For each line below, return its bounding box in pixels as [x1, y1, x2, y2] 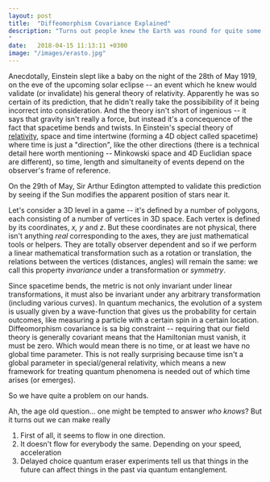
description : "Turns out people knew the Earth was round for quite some [8, 27, 262, 35]
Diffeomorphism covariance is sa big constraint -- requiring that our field [8, 324, 250, 333]
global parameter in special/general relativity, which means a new [8, 358, 226, 368]
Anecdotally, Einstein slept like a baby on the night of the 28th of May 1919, [8, 72, 258, 81]
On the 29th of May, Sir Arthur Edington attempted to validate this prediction [8, 181, 262, 190]
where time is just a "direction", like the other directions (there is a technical [8, 140, 260, 149]
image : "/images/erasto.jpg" [8, 49, 106, 57]
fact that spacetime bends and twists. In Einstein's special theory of [8, 123, 234, 132]
